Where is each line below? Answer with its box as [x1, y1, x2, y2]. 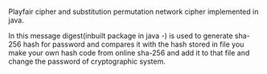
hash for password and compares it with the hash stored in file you [23, 39, 244, 49]
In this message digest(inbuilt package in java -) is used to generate [8, 31, 233, 40]
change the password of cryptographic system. [8, 56, 166, 66]
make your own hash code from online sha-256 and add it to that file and [8, 48, 250, 57]
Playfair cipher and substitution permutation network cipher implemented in [8, 7, 259, 16]
